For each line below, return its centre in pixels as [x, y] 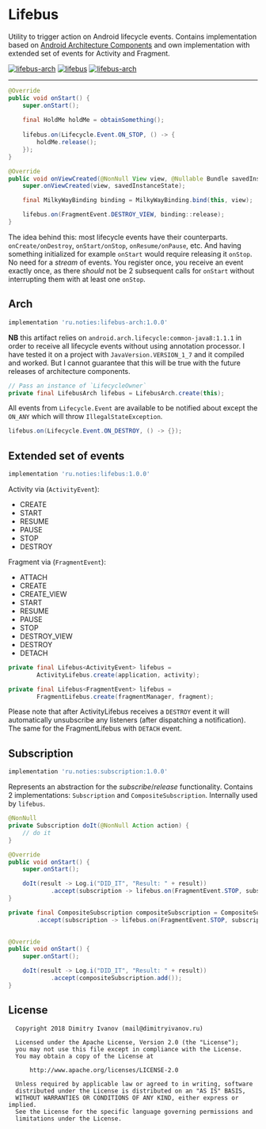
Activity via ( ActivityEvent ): [54, 489]
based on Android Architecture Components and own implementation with [129, 44]
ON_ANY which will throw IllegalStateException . [85, 417]
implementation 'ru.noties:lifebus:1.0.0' [79, 474]
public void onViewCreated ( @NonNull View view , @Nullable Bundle [118, 179]
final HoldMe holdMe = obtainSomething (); [93, 120]
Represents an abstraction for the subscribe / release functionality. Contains [131, 787]
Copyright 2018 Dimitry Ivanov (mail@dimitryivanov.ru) [109, 1028]
